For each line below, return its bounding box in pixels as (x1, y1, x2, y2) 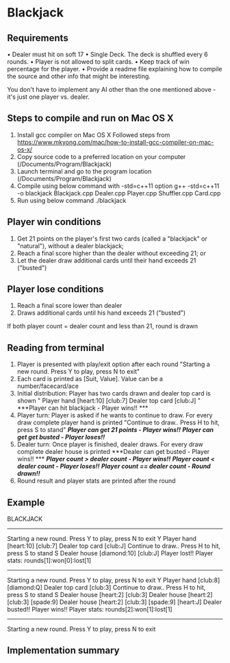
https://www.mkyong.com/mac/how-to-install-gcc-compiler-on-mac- (16, 138, 214, 146)
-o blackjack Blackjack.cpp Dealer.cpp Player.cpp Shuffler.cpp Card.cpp (16, 189, 221, 197)
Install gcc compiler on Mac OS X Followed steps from (16, 130, 170, 138)
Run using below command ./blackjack (16, 196, 127, 204)
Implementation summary (7, 644, 120, 656)
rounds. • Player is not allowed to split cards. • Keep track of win (7, 58, 190, 66)
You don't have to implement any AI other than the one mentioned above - (7, 86, 216, 93)
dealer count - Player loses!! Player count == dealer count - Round (16, 462, 211, 470)
